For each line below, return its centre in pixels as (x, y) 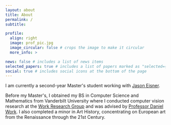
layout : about (20, 10)
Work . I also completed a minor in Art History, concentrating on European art (85, 112)
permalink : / (19, 19)
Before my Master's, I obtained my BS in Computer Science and (72, 95)
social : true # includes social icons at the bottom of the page (76, 71)
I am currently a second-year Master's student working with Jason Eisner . (83, 86)
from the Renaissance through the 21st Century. (55, 117)
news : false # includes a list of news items (54, 62)
